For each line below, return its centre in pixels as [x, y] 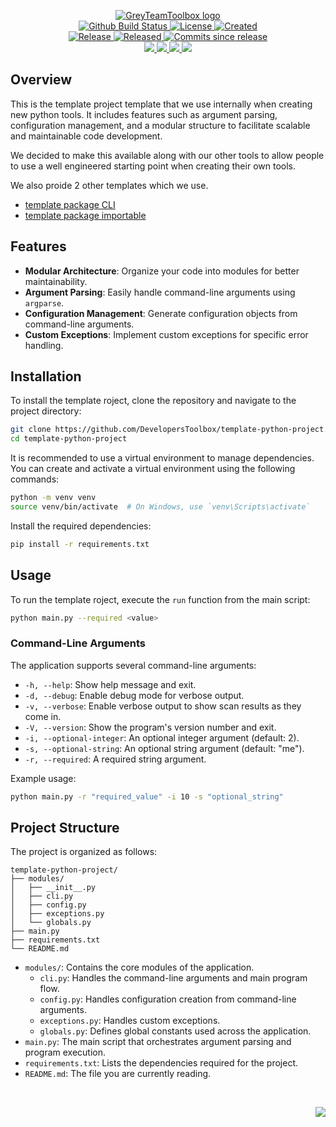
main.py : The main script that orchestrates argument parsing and [158, 1042]
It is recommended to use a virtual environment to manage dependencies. [162, 458]
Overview [41, 80]
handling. [44, 345]
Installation [46, 376]
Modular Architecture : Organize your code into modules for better [162, 271]
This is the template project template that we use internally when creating [161, 104]
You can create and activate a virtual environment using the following [153, 469]
